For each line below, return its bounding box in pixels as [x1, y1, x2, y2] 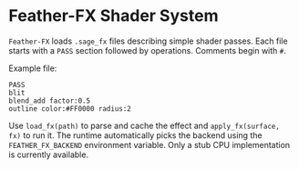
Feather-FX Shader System [8, 5, 219, 26]
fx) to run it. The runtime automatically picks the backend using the [8, 129, 263, 141]
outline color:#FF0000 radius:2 [8, 104, 131, 114]
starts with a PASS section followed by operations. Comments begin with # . [8, 45, 286, 55]
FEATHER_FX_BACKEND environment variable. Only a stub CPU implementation [8, 139, 291, 150]
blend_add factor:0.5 [8, 96, 91, 105]
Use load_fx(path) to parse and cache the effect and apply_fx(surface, [8, 120, 280, 131]
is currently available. [8, 149, 88, 160]
